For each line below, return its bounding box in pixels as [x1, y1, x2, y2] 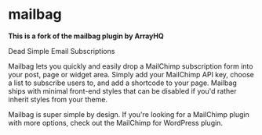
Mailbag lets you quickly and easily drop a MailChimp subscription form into [8, 61, 253, 71]
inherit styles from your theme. [8, 94, 108, 104]
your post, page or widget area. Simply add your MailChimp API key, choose [8, 69, 255, 79]
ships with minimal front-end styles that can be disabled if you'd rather [8, 86, 237, 95]
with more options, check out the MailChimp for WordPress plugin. [8, 118, 224, 127]
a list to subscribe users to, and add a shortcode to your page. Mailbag [8, 78, 238, 87]
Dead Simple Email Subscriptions [8, 46, 115, 55]
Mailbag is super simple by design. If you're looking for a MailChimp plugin [8, 109, 249, 119]
